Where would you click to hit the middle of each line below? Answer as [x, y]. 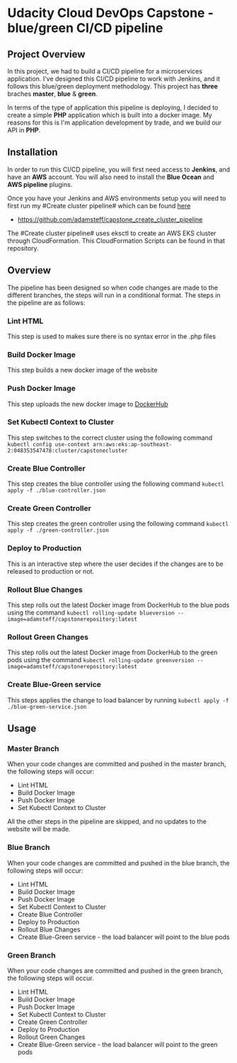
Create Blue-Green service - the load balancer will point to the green [117, 1044]
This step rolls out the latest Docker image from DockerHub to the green [112, 652]
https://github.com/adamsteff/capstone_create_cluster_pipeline [110, 219]
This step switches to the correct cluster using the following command [110, 438]
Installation [33, 153]
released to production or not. [51, 571]
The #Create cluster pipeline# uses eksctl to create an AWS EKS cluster [112, 233]
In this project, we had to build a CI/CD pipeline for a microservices [105, 71]
